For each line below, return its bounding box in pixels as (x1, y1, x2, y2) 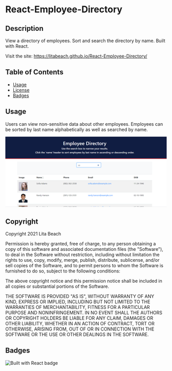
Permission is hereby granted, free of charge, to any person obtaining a (5, 240, 156, 247)
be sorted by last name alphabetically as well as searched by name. (5, 126, 148, 132)
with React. (5, 43, 29, 49)
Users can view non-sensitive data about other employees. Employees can (5, 121, 163, 127)
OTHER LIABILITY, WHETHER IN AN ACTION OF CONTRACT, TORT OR (5, 320, 155, 326)
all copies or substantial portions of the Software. (5, 283, 109, 289)
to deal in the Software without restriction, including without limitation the (5, 251, 160, 258)
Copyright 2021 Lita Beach (5, 230, 61, 237)
